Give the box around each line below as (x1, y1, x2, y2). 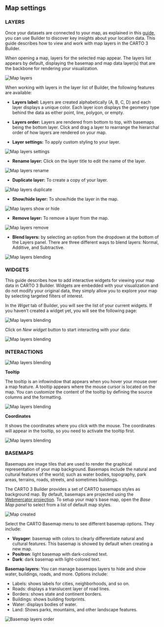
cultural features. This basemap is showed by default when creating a (12, 541, 153, 547)
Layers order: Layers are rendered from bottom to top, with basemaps (12, 119, 154, 125)
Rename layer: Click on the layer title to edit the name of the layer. (12, 158, 146, 164)
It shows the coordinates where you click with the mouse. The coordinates (5, 423, 155, 429)
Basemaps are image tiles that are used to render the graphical (5, 461, 132, 467)
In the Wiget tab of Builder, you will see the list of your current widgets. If (5, 302, 152, 308)
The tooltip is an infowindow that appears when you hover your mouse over (5, 379, 158, 385)
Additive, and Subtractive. (12, 244, 65, 250)
